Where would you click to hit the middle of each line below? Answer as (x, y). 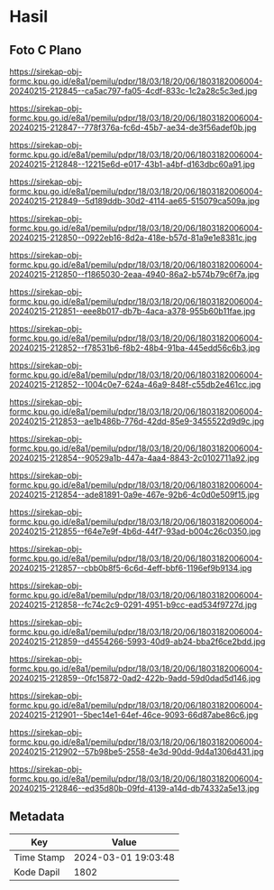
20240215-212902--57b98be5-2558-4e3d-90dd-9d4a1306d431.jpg (137, 751)
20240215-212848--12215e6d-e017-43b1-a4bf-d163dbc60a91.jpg (132, 164)
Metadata (37, 816)
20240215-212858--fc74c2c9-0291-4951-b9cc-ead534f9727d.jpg (133, 604)
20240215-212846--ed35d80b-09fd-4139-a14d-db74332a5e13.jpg (134, 788)
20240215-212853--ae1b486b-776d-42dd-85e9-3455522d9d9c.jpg (137, 421)
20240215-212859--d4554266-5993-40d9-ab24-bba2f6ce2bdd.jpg (137, 642)
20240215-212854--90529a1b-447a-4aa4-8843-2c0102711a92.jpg (134, 458)
